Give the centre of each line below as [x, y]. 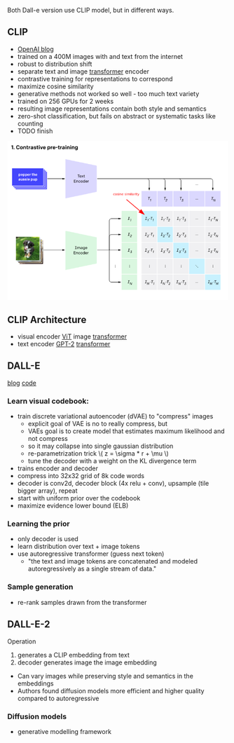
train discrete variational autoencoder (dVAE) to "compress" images [115, 416]
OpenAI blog [35, 49]
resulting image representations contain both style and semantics [112, 109]
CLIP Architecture [47, 319]
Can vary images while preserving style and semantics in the [105, 676]
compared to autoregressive [58, 698]
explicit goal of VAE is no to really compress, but [98, 424]
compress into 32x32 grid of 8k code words [81, 476]
